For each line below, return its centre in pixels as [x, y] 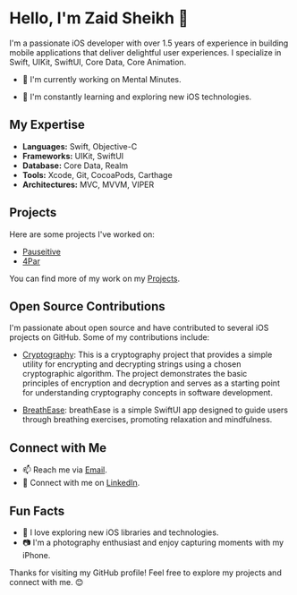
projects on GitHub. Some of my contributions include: [110, 337]
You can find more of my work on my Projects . [95, 278]
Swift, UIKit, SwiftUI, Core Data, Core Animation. [98, 62]
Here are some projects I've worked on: [82, 234]
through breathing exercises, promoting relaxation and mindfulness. [147, 420]
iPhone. [36, 555]
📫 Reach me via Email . [64, 470]
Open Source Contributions [87, 306]
